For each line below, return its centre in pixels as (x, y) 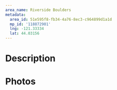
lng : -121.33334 (27, 29)
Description (30, 58)
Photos (21, 82)
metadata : (16, 15)
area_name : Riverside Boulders (38, 10)
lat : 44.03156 (25, 33)
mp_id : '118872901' (30, 24)
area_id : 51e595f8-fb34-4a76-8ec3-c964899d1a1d (61, 19)
